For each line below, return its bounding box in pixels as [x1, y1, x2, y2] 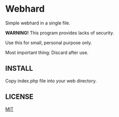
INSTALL [5, 64, 33, 73]
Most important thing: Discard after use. [5, 49, 89, 55]
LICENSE [5, 93, 34, 101]
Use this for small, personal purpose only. [5, 39, 92, 46]
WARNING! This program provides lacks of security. [5, 30, 114, 36]
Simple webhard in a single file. [5, 20, 71, 26]
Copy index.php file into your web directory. [5, 77, 97, 84]
